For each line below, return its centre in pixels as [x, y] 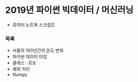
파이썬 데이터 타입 [30, 57]
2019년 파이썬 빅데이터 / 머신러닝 [69, 10]
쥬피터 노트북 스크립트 [34, 25]
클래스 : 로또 [24, 63]
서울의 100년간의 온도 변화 [38, 50]
